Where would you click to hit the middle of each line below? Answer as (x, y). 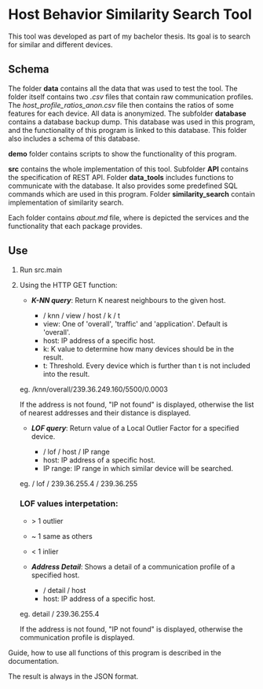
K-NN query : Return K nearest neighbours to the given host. (128, 300)
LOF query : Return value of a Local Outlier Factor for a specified (135, 428)
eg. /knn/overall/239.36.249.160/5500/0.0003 (94, 389)
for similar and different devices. (60, 44)
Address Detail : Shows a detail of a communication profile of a (133, 566)
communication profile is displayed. (77, 637)
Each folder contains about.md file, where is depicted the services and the (129, 217)
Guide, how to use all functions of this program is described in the (115, 652)
